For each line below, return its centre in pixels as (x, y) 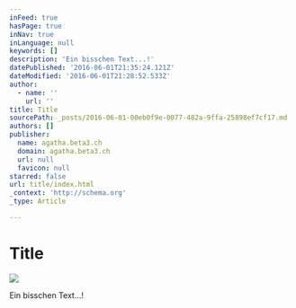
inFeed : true (34, 18)
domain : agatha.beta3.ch (64, 151)
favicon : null (44, 168)
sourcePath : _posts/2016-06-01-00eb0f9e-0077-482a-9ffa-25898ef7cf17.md (148, 118)
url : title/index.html (52, 185)
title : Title (34, 110)
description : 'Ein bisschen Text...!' (82, 59)
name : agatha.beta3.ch (60, 143)
